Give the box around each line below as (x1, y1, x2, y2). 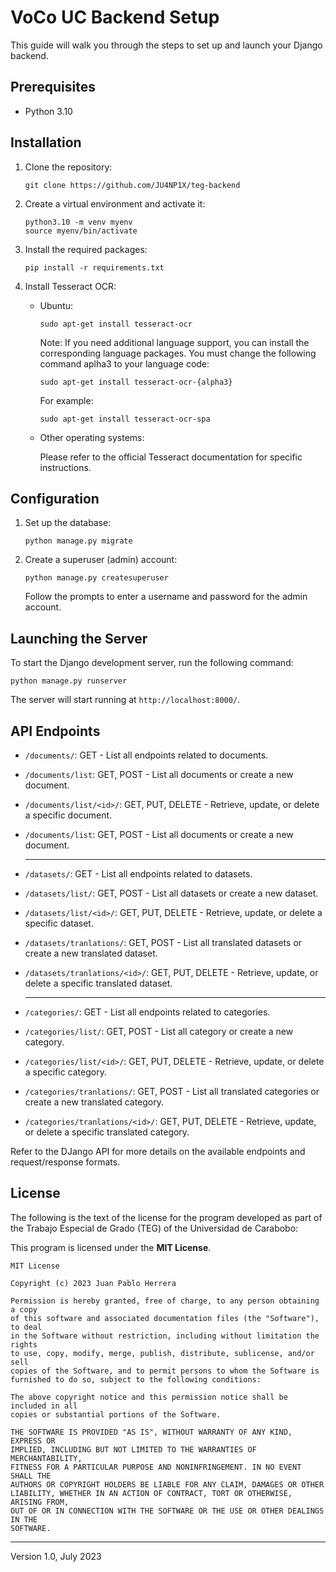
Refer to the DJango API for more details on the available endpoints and (10, 1146, 306, 1157)
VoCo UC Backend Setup (10, 6, 220, 29)
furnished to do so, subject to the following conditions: (10, 1374, 262, 1385)
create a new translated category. (24, 1096, 165, 1108)
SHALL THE (10, 1471, 52, 1481)
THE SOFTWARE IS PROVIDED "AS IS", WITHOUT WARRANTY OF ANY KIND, (10, 1427, 293, 1437)
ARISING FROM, (10, 1497, 70, 1507)
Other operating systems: (39, 431, 145, 443)
